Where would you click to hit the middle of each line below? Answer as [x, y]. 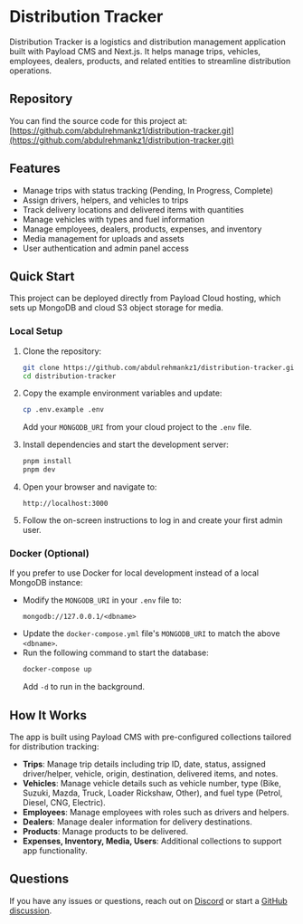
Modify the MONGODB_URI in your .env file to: [102, 600]
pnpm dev [39, 470]
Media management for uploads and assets [103, 238]
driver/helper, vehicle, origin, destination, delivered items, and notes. [150, 774]
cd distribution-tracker [69, 376]
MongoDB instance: [46, 583]
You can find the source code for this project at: [99, 120]
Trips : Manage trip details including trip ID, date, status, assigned [144, 764]
